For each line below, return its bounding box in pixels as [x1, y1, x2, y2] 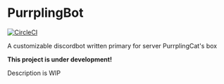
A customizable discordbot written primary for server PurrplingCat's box [7, 41, 217, 50]
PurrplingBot [7, 5, 84, 21]
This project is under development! [7, 55, 113, 64]
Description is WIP [7, 69, 61, 77]
